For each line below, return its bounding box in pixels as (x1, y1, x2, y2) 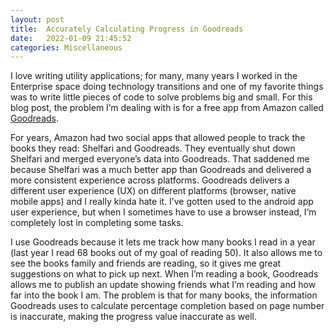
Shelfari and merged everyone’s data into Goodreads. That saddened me (10, 153, 310, 165)
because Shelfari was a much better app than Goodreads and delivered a (10, 164, 312, 176)
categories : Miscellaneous (10, 42, 123, 53)
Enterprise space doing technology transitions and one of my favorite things (10, 81, 324, 93)
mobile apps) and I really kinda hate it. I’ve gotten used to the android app (10, 196, 314, 208)
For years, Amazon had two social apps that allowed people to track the (10, 132, 306, 144)
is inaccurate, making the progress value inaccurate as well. (10, 311, 257, 323)
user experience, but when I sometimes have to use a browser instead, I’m (10, 206, 317, 218)
